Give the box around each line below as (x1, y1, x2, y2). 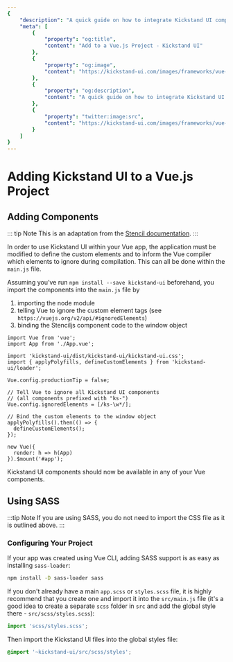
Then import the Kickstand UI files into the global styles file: (7, 635, 178, 643)
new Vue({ (7, 444, 36, 451)
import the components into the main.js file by (7, 285, 140, 294)
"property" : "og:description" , (44, 87, 135, 94)
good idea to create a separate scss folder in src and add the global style (7, 602, 216, 610)
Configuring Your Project (7, 538, 94, 548)
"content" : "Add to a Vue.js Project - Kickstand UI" (44, 42, 203, 49)
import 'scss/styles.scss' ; (7, 623, 89, 630)
